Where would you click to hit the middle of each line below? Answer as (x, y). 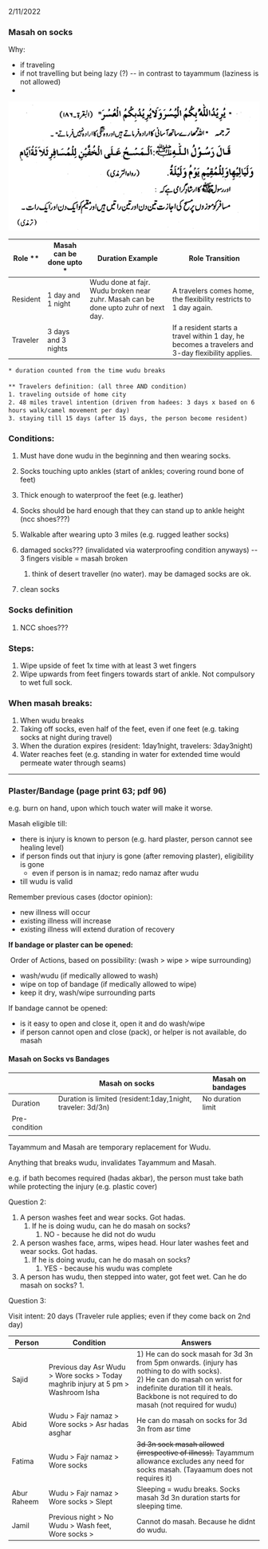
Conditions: (32, 438)
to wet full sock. (46, 682)
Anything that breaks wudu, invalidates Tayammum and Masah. (112, 1163)
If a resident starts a (205, 327)
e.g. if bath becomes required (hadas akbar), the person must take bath (126, 1178)
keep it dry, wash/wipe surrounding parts (87, 993)
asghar (60, 1433)
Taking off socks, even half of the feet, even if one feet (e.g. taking (129, 729)
